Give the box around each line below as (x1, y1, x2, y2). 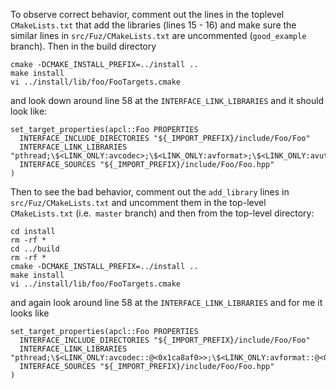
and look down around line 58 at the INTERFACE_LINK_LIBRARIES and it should (10, 95, 325, 106)
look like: (10, 105, 48, 117)
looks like (10, 307, 50, 319)
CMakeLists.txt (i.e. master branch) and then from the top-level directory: (10, 207, 315, 219)
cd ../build (10, 244, 60, 254)
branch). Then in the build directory (10, 40, 157, 52)
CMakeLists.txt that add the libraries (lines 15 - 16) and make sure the (10, 19, 297, 31)
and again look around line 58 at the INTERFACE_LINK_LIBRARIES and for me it (10, 297, 323, 308)
